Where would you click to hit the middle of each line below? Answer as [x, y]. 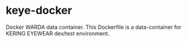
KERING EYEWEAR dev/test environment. [58, 33]
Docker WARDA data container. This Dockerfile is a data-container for [94, 27]
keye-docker [39, 10]
